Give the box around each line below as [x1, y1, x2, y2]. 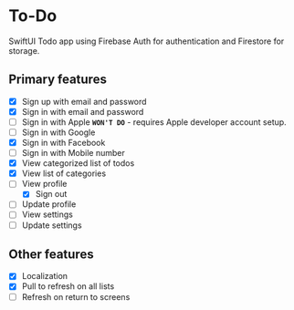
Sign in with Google [21, 127, 96, 138]
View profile [21, 179, 68, 190]
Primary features [8, 72, 107, 88]
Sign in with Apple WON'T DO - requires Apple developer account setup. [21, 116, 287, 128]
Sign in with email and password [21, 106, 144, 117]
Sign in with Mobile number [21, 148, 125, 159]
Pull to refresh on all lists [21, 281, 115, 292]
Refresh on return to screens [21, 291, 131, 302]
